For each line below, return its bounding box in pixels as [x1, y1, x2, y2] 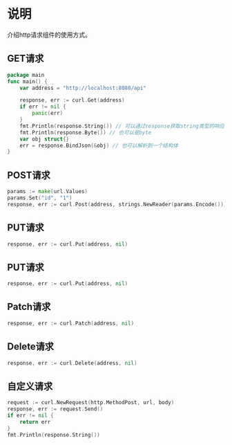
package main [7, 71, 45, 78]
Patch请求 [7, 301, 51, 313]
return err [19, 418, 51, 426]
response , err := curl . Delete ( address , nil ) [7, 359, 137, 367]
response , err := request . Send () [7, 406, 104, 412]
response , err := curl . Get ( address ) [19, 97, 126, 104]
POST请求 [7, 169, 50, 181]
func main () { [7, 78, 48, 85]
